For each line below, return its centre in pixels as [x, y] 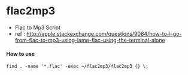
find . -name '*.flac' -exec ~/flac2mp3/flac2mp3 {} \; [77, 67]
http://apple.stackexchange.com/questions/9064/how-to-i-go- [104, 33]
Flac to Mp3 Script [38, 27]
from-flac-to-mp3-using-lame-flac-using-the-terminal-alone [90, 40]
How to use [20, 54]
